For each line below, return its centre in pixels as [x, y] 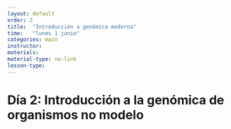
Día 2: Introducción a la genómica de [116, 100]
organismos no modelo [75, 115]
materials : [23, 53]
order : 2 [20, 20]
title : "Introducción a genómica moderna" [72, 26]
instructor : [25, 46]
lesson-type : [26, 66]
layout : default [31, 14]
